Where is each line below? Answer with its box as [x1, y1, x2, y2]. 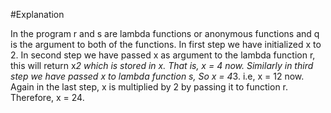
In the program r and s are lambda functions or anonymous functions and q [10, 28, 320, 39]
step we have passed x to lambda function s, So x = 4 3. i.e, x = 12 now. [10, 70, 305, 82]
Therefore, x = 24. [10, 92, 85, 103]
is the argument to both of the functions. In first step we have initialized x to [10, 39, 322, 50]
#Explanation [10, 9, 65, 20]
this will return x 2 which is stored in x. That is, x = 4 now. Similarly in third [10, 60, 314, 71]
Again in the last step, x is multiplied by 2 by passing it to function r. [10, 81, 289, 93]
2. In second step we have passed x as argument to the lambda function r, [10, 49, 316, 61]
